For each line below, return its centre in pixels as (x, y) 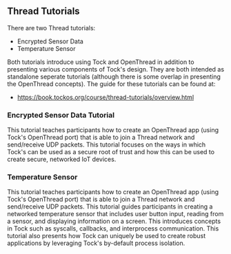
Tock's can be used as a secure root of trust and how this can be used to (111, 152)
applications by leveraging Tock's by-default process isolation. (96, 243)
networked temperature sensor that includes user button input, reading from (115, 214)
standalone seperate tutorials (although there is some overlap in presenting (114, 76)
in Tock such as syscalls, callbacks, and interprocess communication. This (113, 229)
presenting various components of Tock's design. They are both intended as (116, 69)
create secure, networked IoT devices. (62, 159)
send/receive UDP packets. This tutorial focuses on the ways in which (107, 145)
